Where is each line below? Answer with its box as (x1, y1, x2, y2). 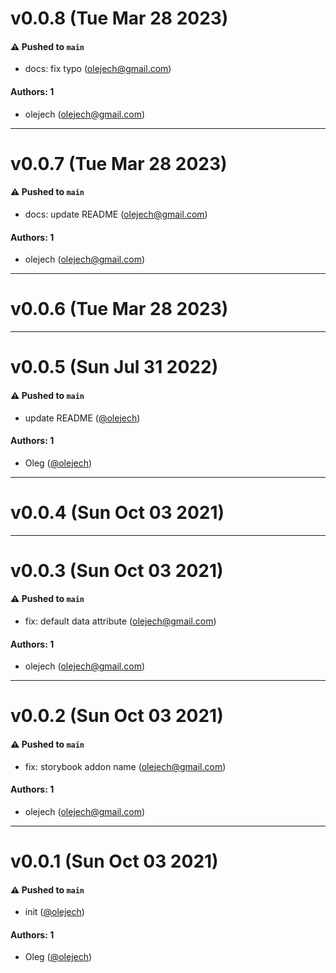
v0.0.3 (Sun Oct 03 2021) (10, 559, 224, 582)
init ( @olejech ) (24, 906, 85, 918)
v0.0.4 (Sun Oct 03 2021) (10, 501, 225, 524)
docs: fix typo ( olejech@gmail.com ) (24, 63, 172, 75)
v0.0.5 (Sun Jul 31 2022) (10, 356, 219, 379)
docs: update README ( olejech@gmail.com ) (24, 208, 208, 220)
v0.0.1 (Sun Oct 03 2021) (10, 850, 219, 873)
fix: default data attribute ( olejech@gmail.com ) (24, 615, 217, 627)
